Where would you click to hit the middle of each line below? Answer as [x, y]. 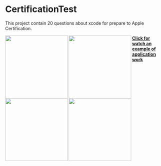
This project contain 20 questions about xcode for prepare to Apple [74, 23]
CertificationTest [41, 9]
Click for [141, 38]
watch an [142, 43]
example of [144, 49]
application [144, 54]
